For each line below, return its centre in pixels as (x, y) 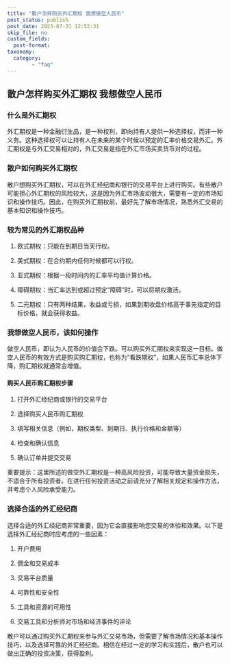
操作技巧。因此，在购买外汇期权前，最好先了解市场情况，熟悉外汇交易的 (121, 202)
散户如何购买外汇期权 (42, 168)
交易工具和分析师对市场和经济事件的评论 (74, 621)
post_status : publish (38, 20)
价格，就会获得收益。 (53, 312)
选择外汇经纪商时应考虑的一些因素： (58, 534)
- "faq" (42, 65)
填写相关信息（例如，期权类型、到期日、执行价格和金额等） (101, 428)
